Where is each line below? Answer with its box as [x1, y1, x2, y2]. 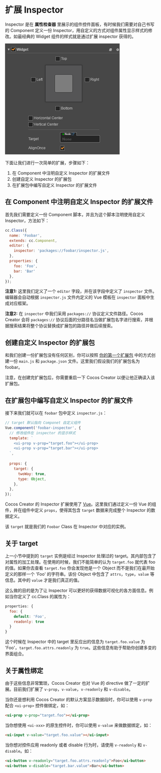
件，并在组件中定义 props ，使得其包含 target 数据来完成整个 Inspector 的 [5, 507, 151, 513]
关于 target [5, 539, 38, 548]
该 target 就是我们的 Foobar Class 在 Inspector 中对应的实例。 [5, 524, 129, 530]
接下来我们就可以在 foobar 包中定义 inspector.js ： [5, 410, 107, 416]
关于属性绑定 [5, 666, 44, 675]
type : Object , [17, 476, 47, 481]
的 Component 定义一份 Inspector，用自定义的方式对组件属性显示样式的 [5, 27, 148, 33]
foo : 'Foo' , [14, 264, 38, 268]
